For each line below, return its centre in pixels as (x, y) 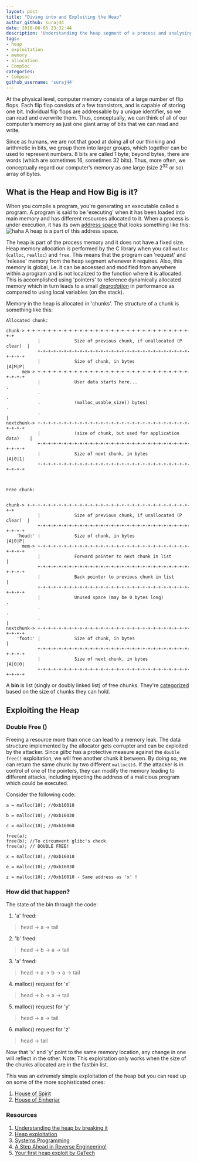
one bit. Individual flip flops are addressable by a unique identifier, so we (94, 111)
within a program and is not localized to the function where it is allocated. (95, 274)
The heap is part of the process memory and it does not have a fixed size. (95, 242)
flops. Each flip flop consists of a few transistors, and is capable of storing (96, 105)
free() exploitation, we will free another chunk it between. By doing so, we (96, 758)
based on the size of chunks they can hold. (58, 692)
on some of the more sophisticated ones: (56, 1082)
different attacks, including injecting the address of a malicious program (93, 777)
